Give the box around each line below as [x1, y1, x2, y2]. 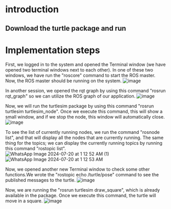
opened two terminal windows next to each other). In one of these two [5, 66, 153, 73]
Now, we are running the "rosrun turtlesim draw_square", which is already [5, 187, 160, 193]
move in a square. [5, 198, 43, 204]
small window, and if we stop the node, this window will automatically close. [5, 113, 165, 120]
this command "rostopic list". [5, 145, 66, 151]
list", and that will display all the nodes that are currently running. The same [5, 134, 164, 141]
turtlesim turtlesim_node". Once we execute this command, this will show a [5, 108, 163, 114]
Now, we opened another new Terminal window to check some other [5, 166, 150, 172]
